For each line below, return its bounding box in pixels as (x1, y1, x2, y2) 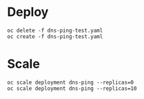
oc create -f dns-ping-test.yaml (7, 33, 103, 40)
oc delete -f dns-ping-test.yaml (7, 27, 103, 34)
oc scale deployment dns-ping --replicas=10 (7, 84, 137, 92)
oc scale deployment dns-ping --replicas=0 (7, 79, 134, 86)
